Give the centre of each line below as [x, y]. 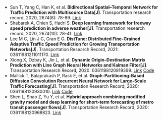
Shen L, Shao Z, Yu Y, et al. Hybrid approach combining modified [77, 97]
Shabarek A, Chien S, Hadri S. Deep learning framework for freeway [80, 23]
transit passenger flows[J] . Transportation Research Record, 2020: [79, 107]
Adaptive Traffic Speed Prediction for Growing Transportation [75, 44]
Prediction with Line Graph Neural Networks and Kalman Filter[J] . [79, 65]
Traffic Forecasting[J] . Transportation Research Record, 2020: [74, 86]
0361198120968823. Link [35, 113]
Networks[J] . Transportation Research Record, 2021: [64, 49]
